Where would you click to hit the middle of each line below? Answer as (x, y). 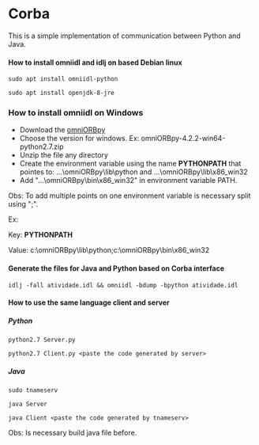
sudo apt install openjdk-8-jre (61, 93)
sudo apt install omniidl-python (63, 79)
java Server (28, 405)
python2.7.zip (41, 146)
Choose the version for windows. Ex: (79, 139)
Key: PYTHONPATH (41, 235)
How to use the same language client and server (89, 302)
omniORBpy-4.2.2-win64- (183, 139)
